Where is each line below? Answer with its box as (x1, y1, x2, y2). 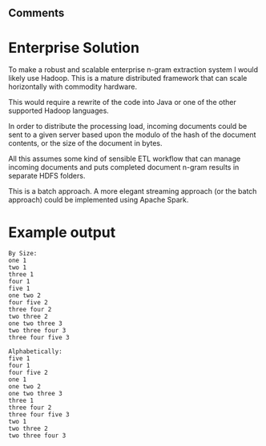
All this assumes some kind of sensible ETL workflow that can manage (8, 154, 241, 163)
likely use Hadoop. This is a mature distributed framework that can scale (8, 74, 248, 83)
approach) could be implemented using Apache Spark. (8, 195, 189, 205)
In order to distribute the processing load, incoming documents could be (8, 122, 248, 131)
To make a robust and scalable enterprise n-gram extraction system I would (8, 65, 259, 74)
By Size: (8, 250, 38, 258)
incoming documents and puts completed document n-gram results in (8, 163, 240, 172)
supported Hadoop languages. (8, 106, 110, 115)
